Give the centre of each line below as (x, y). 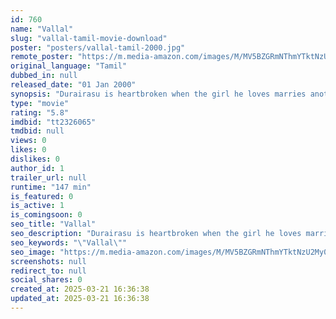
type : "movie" (40, 103)
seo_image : (33, 252)
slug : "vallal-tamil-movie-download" (89, 38)
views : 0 (28, 141)
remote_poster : (42, 57)
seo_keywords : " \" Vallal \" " (69, 242)
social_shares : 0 (46, 280)
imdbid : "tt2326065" (53, 122)
